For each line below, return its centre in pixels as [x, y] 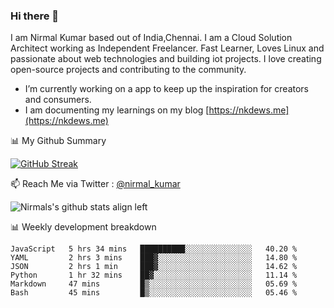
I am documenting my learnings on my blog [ [117, 110]
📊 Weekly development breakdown [83, 227]
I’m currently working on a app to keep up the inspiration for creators [167, 89]
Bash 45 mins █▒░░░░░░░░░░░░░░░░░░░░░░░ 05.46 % [154, 293]
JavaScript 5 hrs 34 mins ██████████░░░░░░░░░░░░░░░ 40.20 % [154, 249]
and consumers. [58, 100]
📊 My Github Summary [58, 141]
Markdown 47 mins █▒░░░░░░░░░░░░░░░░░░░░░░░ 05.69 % [154, 284]
